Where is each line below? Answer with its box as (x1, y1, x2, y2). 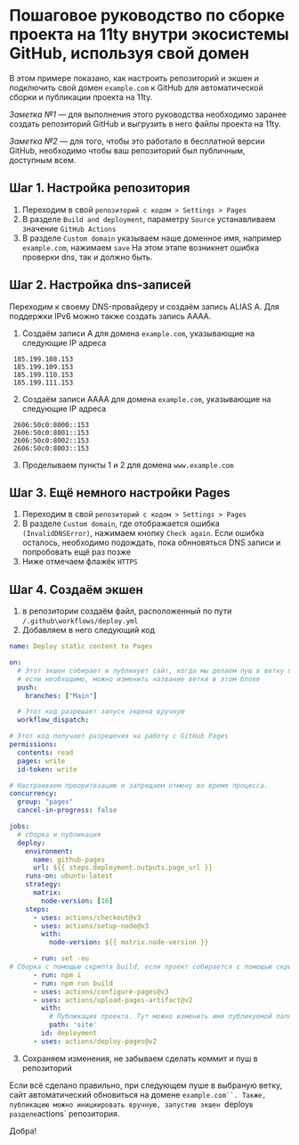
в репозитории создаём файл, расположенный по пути (21, 605, 232, 616)
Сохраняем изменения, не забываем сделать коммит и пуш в (21, 1053, 258, 1064)
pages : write (17, 756, 66, 765)
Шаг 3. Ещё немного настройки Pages (9, 485, 230, 500)
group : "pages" (17, 797, 74, 807)
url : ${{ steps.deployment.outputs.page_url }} (32, 863, 214, 872)
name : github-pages (32, 855, 105, 864)
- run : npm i (32, 970, 82, 979)
